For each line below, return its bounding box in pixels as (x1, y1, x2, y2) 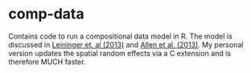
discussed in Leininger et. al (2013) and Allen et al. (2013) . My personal (8, 39, 244, 49)
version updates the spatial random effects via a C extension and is (8, 48, 232, 58)
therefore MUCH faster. (8, 57, 86, 67)
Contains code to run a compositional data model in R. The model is (8, 31, 233, 41)
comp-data (8, 5, 84, 23)
